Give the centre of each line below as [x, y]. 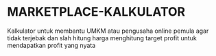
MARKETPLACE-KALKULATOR [96, 12]
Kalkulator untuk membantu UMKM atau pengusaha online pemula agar [108, 31]
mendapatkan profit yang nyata [51, 45]
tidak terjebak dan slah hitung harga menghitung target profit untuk [102, 38]
